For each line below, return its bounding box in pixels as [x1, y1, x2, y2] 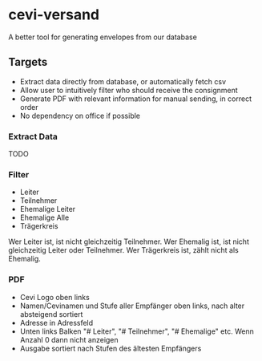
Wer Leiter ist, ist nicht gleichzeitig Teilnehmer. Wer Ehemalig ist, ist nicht [8, 237, 250, 246]
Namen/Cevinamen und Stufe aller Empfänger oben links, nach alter [19, 301, 245, 310]
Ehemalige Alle [19, 213, 70, 222]
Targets [8, 55, 48, 69]
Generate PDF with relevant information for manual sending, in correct [19, 94, 252, 103]
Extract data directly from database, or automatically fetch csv [19, 76, 227, 86]
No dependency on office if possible [19, 111, 141, 120]
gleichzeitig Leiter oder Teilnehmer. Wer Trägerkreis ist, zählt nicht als [8, 245, 239, 255]
